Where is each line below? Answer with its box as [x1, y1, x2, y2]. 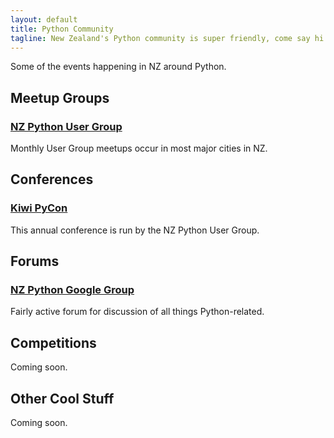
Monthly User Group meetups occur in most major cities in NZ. [10, 142, 268, 155]
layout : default [10, 14, 78, 25]
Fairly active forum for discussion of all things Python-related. [10, 306, 265, 318]
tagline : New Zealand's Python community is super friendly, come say [10, 33, 311, 43]
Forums [10, 253, 60, 270]
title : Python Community [10, 24, 114, 34]
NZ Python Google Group [10, 283, 135, 297]
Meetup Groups [10, 89, 110, 106]
